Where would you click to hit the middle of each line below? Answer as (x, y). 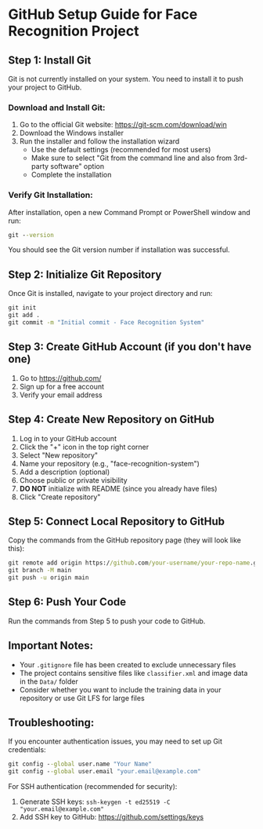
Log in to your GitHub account (68, 438)
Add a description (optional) (65, 472)
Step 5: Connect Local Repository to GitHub (117, 521)
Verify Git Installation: (50, 195)
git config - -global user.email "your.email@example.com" (104, 772)
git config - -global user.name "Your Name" (80, 764)
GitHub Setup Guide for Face (103, 15)
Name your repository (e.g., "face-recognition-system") (109, 463)
